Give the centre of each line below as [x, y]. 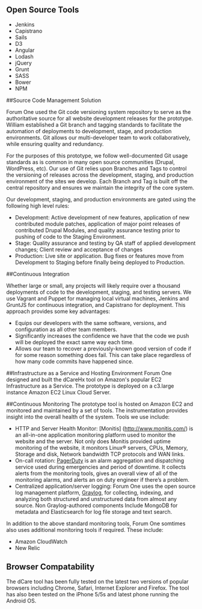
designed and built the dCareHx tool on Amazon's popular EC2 [84, 379]
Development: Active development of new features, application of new [102, 217]
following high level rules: [38, 206]
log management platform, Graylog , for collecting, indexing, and [94, 492]
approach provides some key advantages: [58, 311]
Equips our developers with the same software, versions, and [91, 323]
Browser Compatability [50, 567]
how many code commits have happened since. [74, 361]
